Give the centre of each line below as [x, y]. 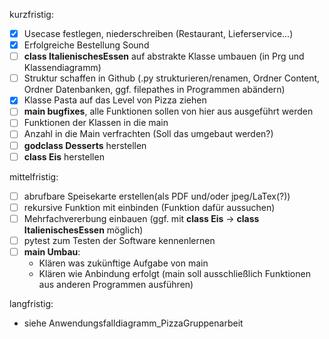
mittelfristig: [34, 176]
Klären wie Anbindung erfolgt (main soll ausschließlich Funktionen [174, 273]
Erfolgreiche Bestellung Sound [86, 45]
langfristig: [31, 303]
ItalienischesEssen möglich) [83, 230]
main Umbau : [52, 251]
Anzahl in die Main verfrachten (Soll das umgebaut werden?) [148, 134]
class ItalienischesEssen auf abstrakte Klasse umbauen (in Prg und [164, 56]
